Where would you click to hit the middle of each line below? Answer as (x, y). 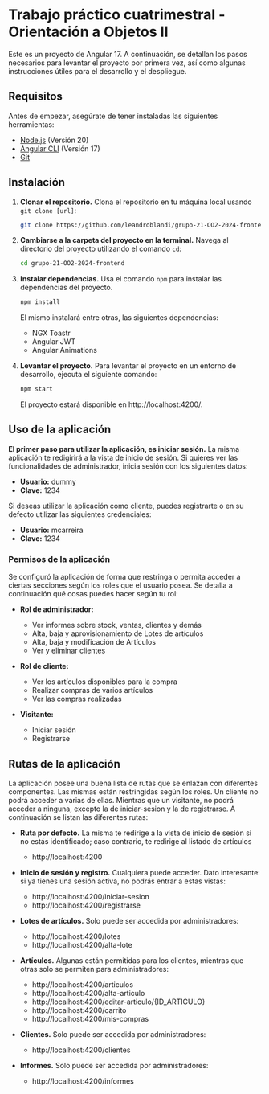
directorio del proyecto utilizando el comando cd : (101, 249)
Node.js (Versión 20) (54, 140)
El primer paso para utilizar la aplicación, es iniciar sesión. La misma (124, 449)
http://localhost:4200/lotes (76, 936)
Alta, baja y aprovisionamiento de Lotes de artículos (118, 633)
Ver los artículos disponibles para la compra (105, 682)
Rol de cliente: (44, 666)
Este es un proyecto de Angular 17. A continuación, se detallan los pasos (128, 54)
